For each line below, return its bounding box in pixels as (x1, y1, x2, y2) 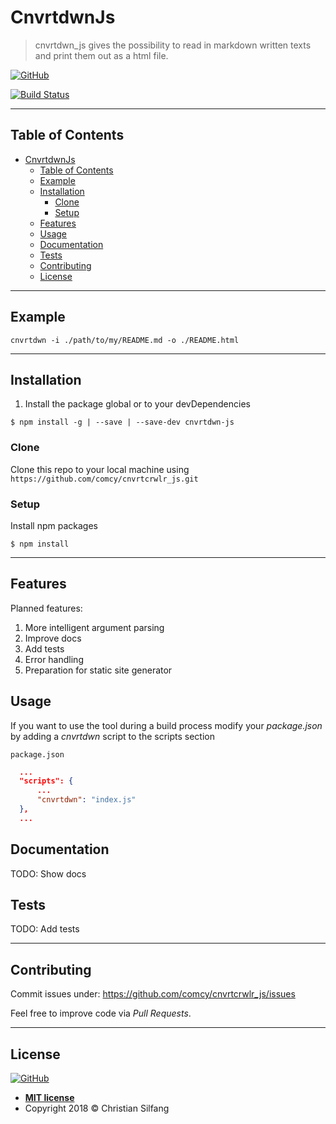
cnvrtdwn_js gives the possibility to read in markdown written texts (34, 39, 312, 51)
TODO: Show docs (10, 867, 87, 880)
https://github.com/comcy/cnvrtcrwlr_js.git (10, 474, 199, 484)
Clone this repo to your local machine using (10, 463, 190, 475)
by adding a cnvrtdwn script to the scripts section (10, 730, 215, 742)
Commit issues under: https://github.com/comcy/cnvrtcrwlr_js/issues (10, 988, 296, 1000)
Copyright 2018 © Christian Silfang (24, 1102, 170, 1115)
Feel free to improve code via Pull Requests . (10, 1007, 192, 1020)
